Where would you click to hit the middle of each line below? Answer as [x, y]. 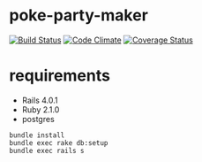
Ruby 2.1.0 [41, 109]
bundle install [37, 135]
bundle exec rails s [47, 150]
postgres [38, 119]
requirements [60, 76]
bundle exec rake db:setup [59, 143]
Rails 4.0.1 [40, 100]
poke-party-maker [79, 15]
